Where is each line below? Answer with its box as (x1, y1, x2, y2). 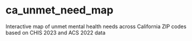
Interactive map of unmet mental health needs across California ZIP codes (5, 23, 187, 30)
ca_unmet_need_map (5, 4, 114, 17)
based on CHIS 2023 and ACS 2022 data (5, 29, 106, 36)
